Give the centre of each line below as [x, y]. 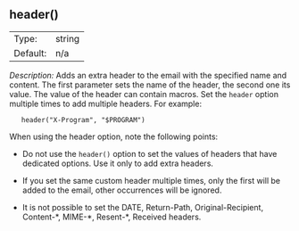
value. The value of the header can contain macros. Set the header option [144, 94]
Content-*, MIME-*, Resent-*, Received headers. [112, 217]
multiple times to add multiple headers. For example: [106, 103]
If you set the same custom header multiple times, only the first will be [151, 180]
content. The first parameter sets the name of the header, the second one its [150, 85]
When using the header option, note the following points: [114, 136]
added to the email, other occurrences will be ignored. [122, 190]
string [67, 38]
